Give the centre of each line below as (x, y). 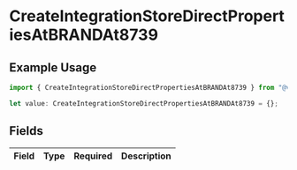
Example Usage (53, 67)
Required (93, 156)
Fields (27, 131)
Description (146, 156)
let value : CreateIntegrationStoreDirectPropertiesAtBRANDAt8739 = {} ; (144, 103)
